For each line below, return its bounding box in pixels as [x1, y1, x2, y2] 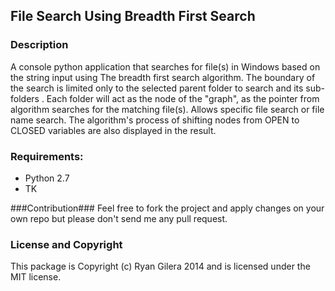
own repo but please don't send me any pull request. [10, 212, 228, 224]
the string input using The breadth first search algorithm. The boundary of [10, 71, 316, 83]
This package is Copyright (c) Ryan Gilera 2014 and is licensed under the [10, 260, 311, 273]
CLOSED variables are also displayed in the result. [10, 124, 217, 136]
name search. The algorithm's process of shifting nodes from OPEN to [10, 114, 300, 126]
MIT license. [10, 271, 62, 283]
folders [10, 92, 40, 104]
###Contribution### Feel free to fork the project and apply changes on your [10, 202, 325, 214]
